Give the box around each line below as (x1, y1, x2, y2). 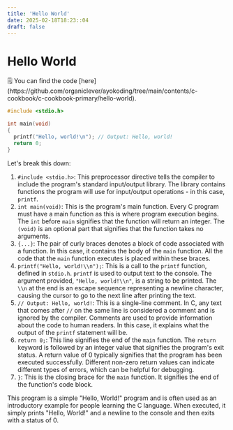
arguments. (17, 232, 51, 240)
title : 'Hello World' (7, 10, 70, 17)
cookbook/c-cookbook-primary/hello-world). (7, 94, 137, 103)
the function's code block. (17, 380, 93, 388)
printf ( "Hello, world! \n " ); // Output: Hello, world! (13, 133, 173, 140)
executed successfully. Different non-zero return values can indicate (17, 357, 215, 366)
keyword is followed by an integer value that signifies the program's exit (17, 343, 225, 351)
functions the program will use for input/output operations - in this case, (17, 187, 225, 195)
